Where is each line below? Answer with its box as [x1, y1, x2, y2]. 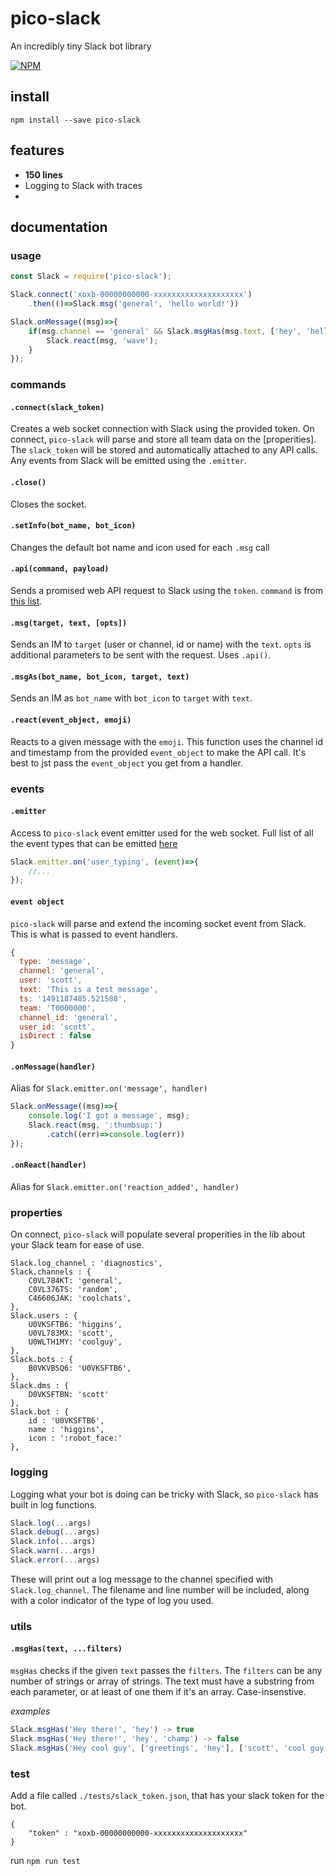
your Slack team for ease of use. [10, 1239, 145, 1251]
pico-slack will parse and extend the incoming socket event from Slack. [10, 917, 307, 929]
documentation [10, 218, 108, 236]
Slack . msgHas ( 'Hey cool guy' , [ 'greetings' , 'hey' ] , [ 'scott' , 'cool [10, 1743, 307, 1753]
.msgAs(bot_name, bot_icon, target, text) [10, 672, 190, 682]
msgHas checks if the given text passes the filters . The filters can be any [10, 1665, 323, 1677]
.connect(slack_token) [10, 402, 105, 412]
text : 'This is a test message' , [19, 985, 159, 995]
